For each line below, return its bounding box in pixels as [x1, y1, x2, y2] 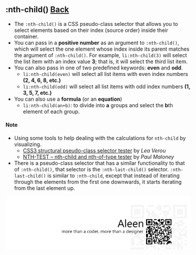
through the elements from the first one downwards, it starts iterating [14, 178, 182, 186]
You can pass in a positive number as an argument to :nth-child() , [14, 39, 180, 46]
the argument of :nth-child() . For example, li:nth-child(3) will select [14, 51, 187, 58]
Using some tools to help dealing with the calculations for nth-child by [14, 135, 186, 142]
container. [14, 32, 39, 40]
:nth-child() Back [5, 5, 69, 15]
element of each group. [22, 108, 80, 115]
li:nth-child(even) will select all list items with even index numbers [22, 70, 188, 77]
